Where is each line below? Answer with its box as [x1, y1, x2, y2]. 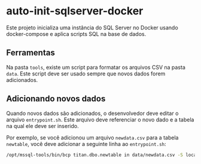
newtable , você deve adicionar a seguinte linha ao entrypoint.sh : [6, 140, 166, 147]
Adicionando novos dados [6, 94, 106, 104]
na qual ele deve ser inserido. [6, 122, 79, 129]
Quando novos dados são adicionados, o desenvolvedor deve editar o [6, 110, 179, 117]
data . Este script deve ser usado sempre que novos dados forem [6, 70, 166, 77]
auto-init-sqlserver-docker [6, 4, 144, 18]
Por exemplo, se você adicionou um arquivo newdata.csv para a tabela [6, 133, 179, 141]
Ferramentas [6, 48, 55, 58]
